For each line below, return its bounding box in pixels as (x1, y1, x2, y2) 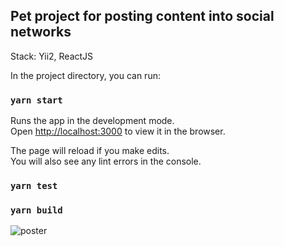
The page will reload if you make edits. (10, 145, 170, 157)
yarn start (10, 94, 63, 106)
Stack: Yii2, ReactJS (10, 50, 94, 62)
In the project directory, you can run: (10, 69, 161, 81)
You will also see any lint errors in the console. (10, 155, 202, 168)
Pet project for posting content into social (10, 8, 275, 25)
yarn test (10, 180, 58, 192)
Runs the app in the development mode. (10, 115, 175, 127)
